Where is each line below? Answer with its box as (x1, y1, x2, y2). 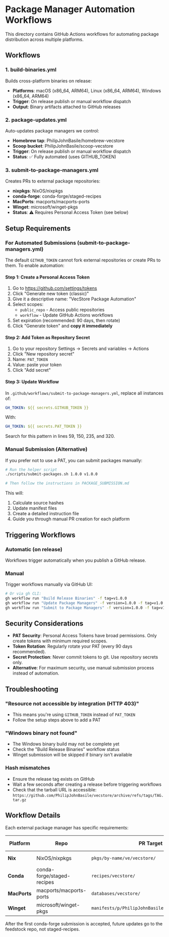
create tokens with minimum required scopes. (12, 638, 108, 644)
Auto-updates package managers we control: (5, 127, 100, 133)
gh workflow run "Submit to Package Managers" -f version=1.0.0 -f (5, 605, 150, 610)
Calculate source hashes (12, 500, 64, 506)
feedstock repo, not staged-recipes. (5, 926, 80, 932)
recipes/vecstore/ (91, 873, 136, 878)
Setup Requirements (5, 224, 71, 233)
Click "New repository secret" (12, 351, 74, 357)
